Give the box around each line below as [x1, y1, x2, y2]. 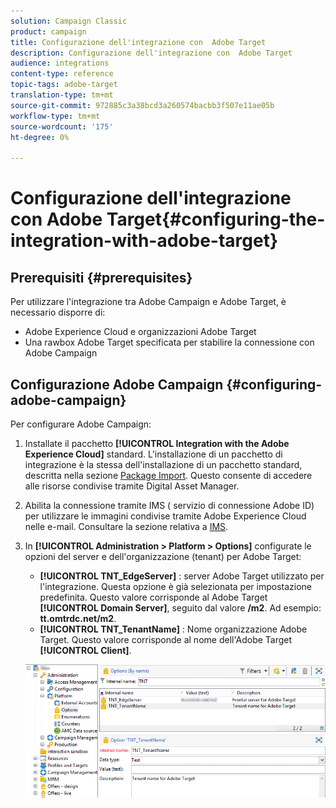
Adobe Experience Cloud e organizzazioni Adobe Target [24, 326, 257, 338]
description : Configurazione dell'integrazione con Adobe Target [10, 48, 293, 58]
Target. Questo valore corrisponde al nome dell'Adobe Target [39, 633, 293, 645]
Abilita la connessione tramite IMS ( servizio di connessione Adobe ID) [24, 499, 315, 511]
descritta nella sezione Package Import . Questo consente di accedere [24, 469, 313, 481]
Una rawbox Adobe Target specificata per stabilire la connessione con [24, 336, 315, 349]
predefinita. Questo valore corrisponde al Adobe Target [39, 591, 268, 603]
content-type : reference [10, 69, 114, 79]
